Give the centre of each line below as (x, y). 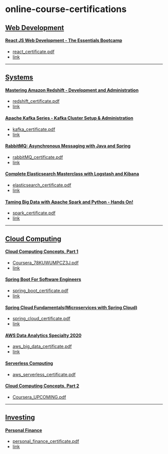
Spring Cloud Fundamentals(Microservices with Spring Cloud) (71, 307)
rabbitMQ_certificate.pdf (38, 157)
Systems (19, 77)
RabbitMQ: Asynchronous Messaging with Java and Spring (68, 146)
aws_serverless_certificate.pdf (44, 374)
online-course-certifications (66, 9)
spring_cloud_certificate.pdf (41, 319)
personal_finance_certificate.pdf (46, 441)
